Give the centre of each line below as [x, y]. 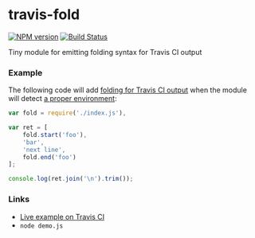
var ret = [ [28, 128]
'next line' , [44, 150]
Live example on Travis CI [62, 217]
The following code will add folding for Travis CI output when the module [127, 90]
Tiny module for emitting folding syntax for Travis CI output [105, 52]
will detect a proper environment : [63, 99]
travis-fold [44, 15]
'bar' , [33, 142]
